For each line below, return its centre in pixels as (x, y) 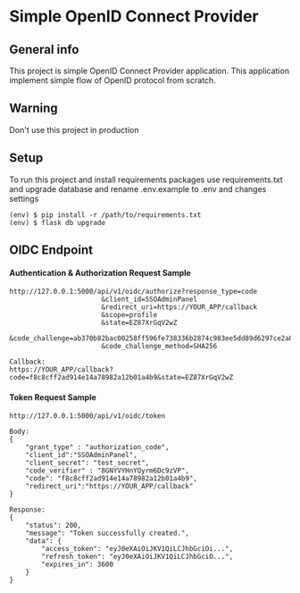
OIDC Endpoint (51, 251)
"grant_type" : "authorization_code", (97, 447)
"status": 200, (54, 526)
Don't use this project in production (74, 129)
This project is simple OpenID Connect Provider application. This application (150, 71)
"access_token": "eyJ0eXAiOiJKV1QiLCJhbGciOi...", (137, 549)
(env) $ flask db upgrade (57, 222)
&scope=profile (129, 315)
